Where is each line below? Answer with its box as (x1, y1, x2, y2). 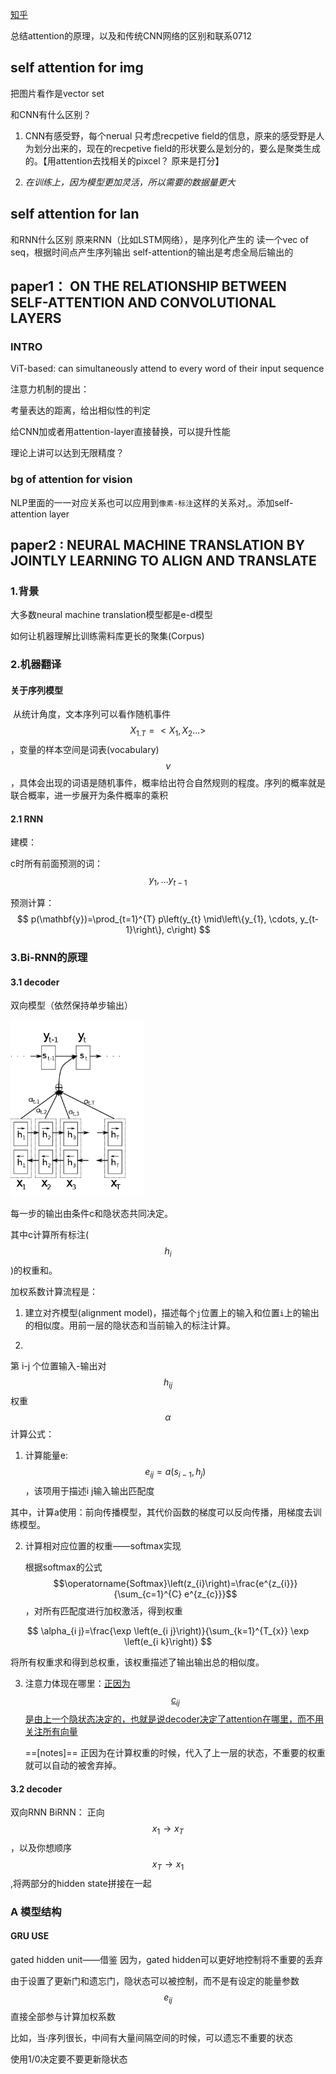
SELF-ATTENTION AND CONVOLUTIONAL (10, 294, 277, 312)
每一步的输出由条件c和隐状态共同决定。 (10, 1207, 173, 1219)
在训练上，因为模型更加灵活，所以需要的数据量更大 (24, 176, 236, 188)
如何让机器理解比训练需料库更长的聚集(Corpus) (10, 630, 205, 642)
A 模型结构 (10, 1904, 62, 1918)
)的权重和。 (10, 1264, 58, 1276)
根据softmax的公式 (24, 1561, 103, 1573)
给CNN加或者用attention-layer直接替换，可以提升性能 (10, 426, 231, 438)
